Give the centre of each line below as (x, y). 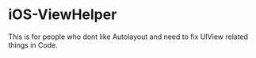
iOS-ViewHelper (63, 15)
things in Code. (33, 44)
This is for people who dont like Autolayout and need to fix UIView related (128, 37)
